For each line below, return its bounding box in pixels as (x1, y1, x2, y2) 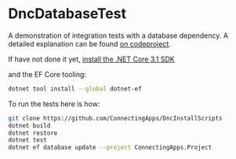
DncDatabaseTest (8, 5, 127, 23)
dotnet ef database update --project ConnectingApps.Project (8, 143, 212, 152)
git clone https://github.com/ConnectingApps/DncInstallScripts (8, 114, 223, 122)
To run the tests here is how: (8, 99, 100, 109)
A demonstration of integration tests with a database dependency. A (8, 31, 229, 40)
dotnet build (8, 121, 51, 130)
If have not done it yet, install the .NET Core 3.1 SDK (8, 54, 175, 64)
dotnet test (8, 136, 47, 144)
